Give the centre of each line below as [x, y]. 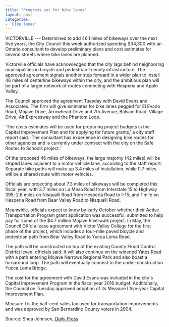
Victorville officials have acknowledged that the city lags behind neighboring [85, 64]
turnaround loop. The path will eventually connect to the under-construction [84, 263]
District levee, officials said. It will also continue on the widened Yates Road [83, 252]
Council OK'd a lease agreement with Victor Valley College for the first [78, 226]
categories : [18, 19]
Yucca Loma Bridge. [26, 268]
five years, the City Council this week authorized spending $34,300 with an [83, 44]
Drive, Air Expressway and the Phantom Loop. [53, 117]
